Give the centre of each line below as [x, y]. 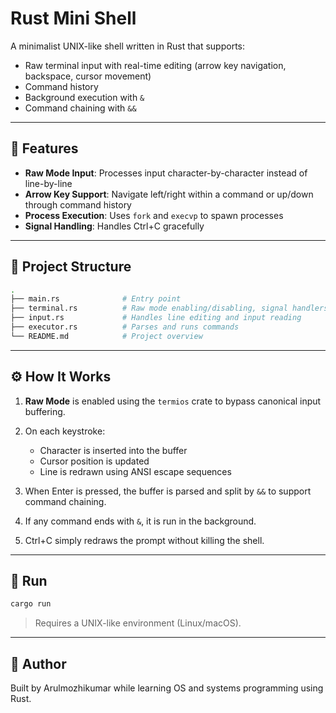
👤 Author [38, 663]
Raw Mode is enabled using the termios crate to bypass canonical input [173, 401]
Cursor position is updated [94, 461]
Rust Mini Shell [73, 18]
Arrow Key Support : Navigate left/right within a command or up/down [169, 194]
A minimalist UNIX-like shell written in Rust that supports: [128, 46]
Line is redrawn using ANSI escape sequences [135, 471]
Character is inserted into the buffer [113, 450]
